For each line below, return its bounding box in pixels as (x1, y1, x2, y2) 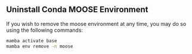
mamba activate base (6, 38, 58, 43)
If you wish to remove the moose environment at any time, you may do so (6, 20, 187, 27)
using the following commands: (6, 26, 83, 33)
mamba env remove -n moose (6, 43, 73, 49)
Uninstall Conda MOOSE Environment (6, 5, 148, 15)
